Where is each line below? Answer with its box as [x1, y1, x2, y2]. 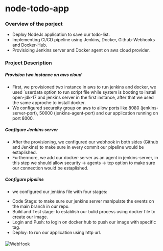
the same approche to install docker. [12, 100, 86, 106]
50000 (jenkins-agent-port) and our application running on [39, 110, 158, 116]
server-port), [12, 110, 38, 116]
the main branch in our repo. [12, 203, 70, 209]
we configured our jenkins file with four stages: [12, 189, 108, 195]
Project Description [5, 59, 52, 66]
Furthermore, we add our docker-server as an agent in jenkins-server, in [12, 155, 158, 161]
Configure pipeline [5, 176, 44, 182]
